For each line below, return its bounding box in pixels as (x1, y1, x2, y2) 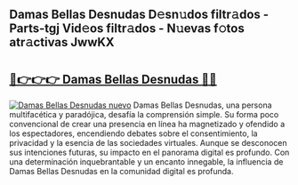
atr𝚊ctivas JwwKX (9, 35, 115, 50)
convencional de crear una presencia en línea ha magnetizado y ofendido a (9, 119, 286, 129)
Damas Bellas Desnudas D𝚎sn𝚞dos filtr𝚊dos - (9, 7, 270, 22)
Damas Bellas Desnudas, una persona (133, 100, 273, 110)
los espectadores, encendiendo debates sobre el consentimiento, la (9, 128, 258, 139)
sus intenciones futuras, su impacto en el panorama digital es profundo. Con (9, 147, 290, 157)
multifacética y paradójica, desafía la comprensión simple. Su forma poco (9, 109, 279, 119)
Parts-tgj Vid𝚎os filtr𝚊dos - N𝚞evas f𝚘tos (9, 21, 245, 36)
